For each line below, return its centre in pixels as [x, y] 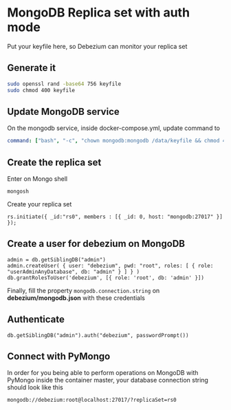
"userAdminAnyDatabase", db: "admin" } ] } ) [73, 272]
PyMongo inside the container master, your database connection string [108, 380]
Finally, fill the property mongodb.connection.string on [84, 290]
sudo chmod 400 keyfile [41, 90]
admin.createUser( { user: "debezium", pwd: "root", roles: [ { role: [110, 266]
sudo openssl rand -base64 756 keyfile [64, 84]
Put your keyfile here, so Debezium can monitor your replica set [97, 46]
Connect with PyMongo [59, 357]
